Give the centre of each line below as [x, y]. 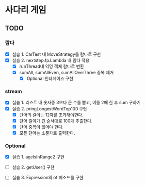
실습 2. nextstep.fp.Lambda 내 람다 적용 [51, 60]
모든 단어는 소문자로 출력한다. [47, 133]
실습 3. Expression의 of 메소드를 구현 [48, 178]
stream [14, 92]
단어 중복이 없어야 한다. [41, 127]
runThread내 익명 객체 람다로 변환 [52, 66]
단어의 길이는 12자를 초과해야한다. [51, 115]
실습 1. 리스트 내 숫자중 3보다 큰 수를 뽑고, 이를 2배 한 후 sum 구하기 [76, 103]
